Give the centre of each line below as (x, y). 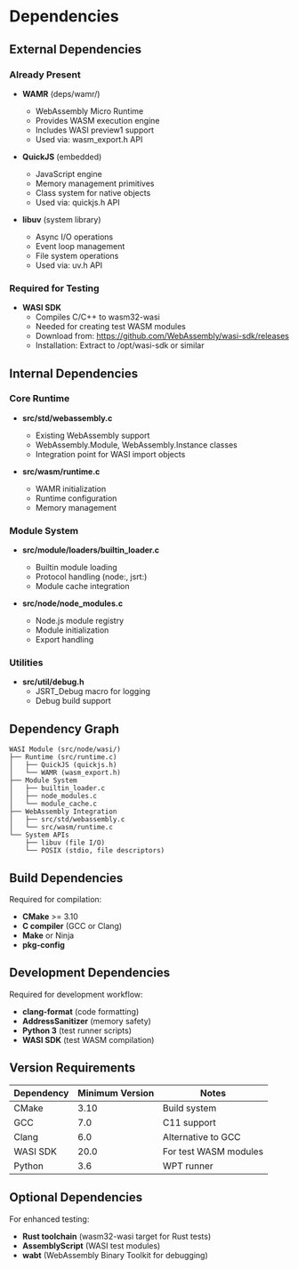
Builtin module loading (76, 568)
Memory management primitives (95, 183)
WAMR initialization (71, 489)
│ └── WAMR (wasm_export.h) (65, 773)
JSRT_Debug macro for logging (93, 691)
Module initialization (72, 630)
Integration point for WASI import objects (110, 454)
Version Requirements (72, 1068)
